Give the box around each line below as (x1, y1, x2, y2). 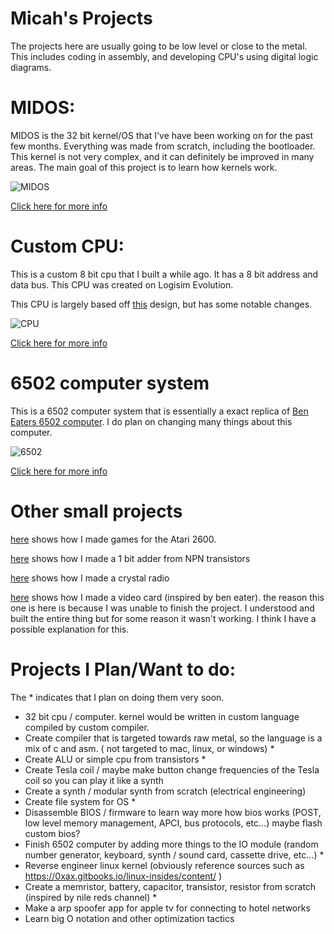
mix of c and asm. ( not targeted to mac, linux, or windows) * (24, 742, 275, 754)
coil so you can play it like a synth (24, 774, 164, 786)
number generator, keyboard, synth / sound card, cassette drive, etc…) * (24, 848, 325, 861)
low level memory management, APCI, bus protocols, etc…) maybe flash (24, 817, 323, 829)
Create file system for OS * (24, 795, 137, 807)
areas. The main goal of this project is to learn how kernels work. (10, 161, 278, 173)
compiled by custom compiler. (24, 721, 150, 733)
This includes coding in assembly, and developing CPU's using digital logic (10, 50, 319, 62)
